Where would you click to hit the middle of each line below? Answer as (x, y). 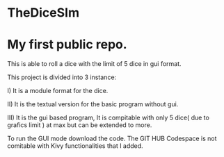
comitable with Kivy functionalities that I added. (75, 146)
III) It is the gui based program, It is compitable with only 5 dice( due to (109, 118)
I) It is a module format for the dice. (58, 91)
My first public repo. (67, 45)
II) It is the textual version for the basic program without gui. (93, 104)
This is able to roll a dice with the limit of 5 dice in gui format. (95, 64)
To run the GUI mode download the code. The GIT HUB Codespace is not (112, 139)
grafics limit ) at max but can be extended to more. (80, 125)
